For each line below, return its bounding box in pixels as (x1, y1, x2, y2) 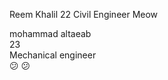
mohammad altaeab (9, 28, 92, 39)
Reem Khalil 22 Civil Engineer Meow (9, 9, 159, 20)
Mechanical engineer (9, 49, 97, 61)
